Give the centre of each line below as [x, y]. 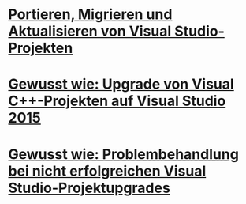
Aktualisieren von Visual [90, 31]
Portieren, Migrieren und [90, 15]
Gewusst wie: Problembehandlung [123, 154]
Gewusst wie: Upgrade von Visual [121, 84]
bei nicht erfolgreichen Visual [107, 171]
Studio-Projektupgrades [89, 188]
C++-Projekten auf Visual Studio [117, 101]
